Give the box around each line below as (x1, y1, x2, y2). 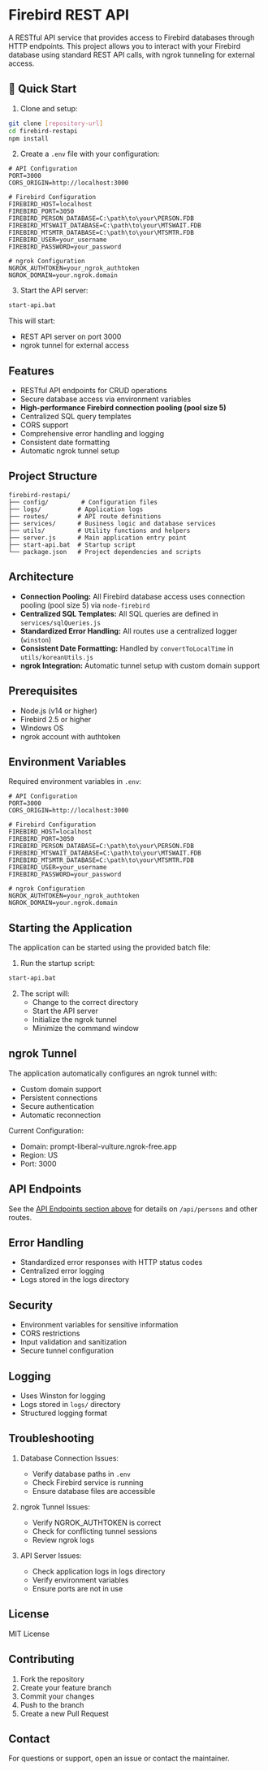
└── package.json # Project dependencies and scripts (8, 548, 201, 556)
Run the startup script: (19, 959, 96, 968)
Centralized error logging (19, 1266, 105, 1276)
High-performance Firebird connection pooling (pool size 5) (19, 403, 227, 413)
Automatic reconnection (19, 1110, 102, 1119)
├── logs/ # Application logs (8, 505, 144, 513)
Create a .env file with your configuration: (19, 149, 160, 159)
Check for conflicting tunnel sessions (32, 1526, 158, 1536)
